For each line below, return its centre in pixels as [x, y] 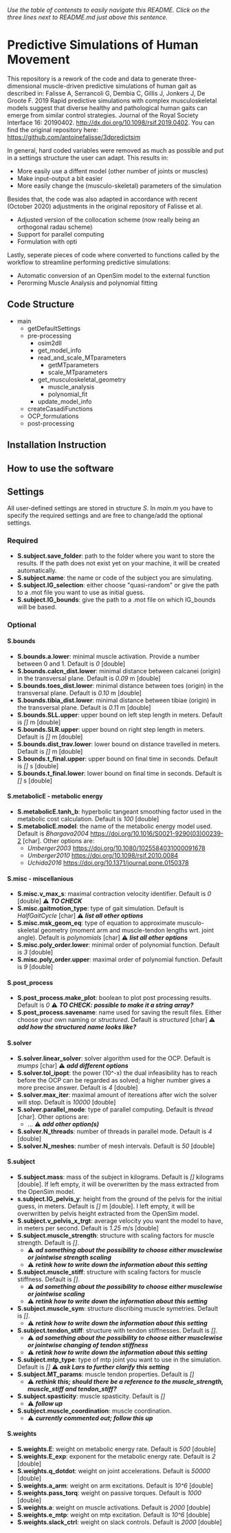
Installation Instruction [57, 445]
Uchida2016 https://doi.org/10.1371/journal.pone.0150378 [108, 862]
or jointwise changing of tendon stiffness [88, 1345]
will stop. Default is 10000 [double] [66, 1102]
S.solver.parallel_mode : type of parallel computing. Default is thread [115, 1109]
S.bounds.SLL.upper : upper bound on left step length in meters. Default [120, 715]
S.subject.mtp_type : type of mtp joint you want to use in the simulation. [119, 1359]
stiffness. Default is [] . [48, 1279]
